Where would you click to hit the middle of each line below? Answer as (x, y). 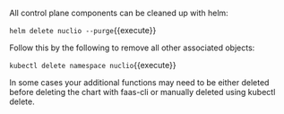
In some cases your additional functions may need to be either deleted (139, 83)
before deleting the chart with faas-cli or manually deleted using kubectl (142, 92)
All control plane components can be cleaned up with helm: (119, 13)
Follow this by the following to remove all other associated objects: (132, 48)
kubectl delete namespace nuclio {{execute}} (93, 65)
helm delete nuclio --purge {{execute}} (83, 30)
